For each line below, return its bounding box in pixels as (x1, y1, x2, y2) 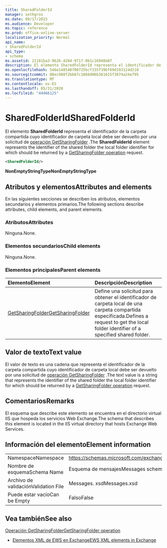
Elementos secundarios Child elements (5, 242, 101, 249)
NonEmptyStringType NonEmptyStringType (5, 168, 97, 174)
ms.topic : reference (5, 26, 48, 31)
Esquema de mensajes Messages (69, 466, 146, 473)
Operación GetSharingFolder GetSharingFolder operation (5, 528, 121, 534)
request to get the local (94, 319, 149, 326)
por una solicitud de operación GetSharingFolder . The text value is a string (5, 372, 158, 378)
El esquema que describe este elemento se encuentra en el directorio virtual (5, 410, 162, 416)
